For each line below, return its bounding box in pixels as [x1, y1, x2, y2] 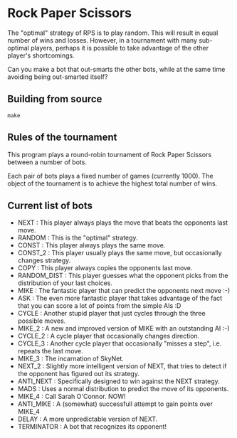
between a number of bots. [7, 158, 88, 166]
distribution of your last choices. [17, 279, 112, 287]
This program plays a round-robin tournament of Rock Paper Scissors [7, 150, 212, 159]
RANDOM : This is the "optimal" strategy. [17, 233, 138, 242]
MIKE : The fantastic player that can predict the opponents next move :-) [17, 287, 231, 295]
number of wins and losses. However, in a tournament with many [7, 36, 198, 44]
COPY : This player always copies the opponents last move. [17, 264, 193, 272]
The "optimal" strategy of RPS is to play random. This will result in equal [7, 28, 218, 37]
